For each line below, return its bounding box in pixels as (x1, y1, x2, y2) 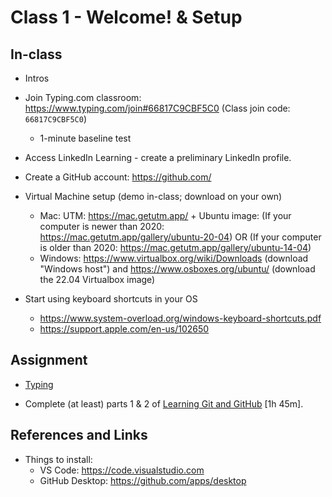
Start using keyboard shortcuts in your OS (24, 293, 198, 305)
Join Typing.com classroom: (24, 92, 142, 103)
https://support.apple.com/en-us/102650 (39, 323, 210, 335)
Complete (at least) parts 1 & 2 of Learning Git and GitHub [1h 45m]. (24, 397, 304, 410)
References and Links (10, 427, 148, 444)
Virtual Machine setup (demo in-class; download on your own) (24, 191, 283, 202)
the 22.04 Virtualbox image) (39, 274, 156, 285)
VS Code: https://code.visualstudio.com (39, 464, 205, 476)
